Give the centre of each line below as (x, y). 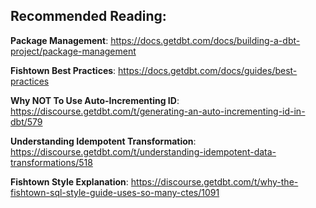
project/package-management (73, 51)
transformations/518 (51, 162)
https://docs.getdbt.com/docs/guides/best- (208, 70)
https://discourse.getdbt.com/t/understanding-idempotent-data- (143, 151)
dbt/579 (26, 121)
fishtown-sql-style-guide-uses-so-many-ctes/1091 (115, 192)
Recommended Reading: (88, 16)
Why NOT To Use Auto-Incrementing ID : (95, 100)
